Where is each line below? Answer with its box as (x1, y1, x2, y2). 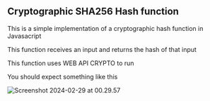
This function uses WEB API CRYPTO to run (7, 59, 134, 67)
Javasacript (7, 32, 42, 40)
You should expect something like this (7, 72, 118, 81)
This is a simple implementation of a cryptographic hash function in (7, 24, 204, 32)
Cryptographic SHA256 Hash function (7, 6, 179, 18)
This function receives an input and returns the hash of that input (7, 45, 197, 53)
